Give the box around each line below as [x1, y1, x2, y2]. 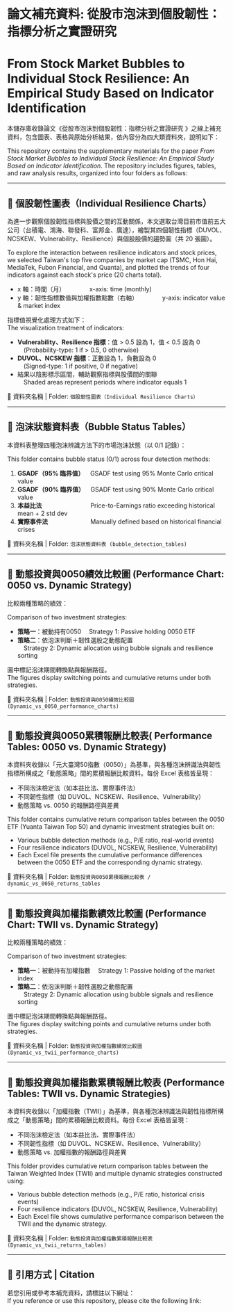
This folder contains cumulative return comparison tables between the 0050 [7, 815, 225, 824]
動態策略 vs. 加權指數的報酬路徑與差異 [17, 1148, 127, 1156]
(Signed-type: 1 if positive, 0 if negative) [23, 362, 139, 370]
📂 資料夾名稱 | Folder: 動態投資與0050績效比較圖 [7, 695, 135, 703]
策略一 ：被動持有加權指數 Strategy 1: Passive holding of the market [17, 966, 215, 975]
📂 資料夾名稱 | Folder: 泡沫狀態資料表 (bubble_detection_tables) [7, 540, 187, 548]
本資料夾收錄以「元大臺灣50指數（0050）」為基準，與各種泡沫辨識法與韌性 [7, 761, 221, 769]
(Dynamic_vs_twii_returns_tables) [7, 1242, 107, 1249]
